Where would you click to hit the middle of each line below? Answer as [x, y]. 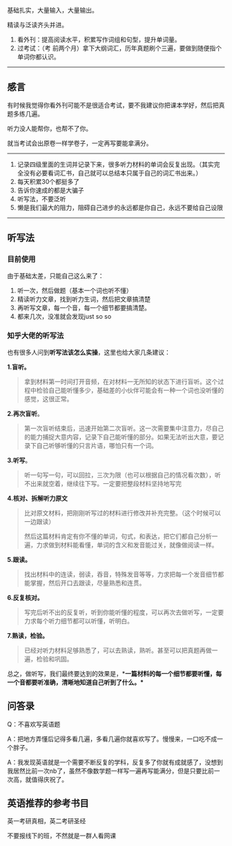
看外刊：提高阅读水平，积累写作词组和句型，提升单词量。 [99, 39]
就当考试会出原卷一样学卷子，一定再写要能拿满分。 [80, 143]
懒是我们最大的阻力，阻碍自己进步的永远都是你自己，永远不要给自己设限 [120, 207]
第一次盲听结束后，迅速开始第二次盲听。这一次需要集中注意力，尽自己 [124, 428]
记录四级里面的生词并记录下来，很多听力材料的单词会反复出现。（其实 [115, 164]
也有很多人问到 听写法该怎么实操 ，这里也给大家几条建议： [89, 352]
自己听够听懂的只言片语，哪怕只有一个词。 [97, 445]
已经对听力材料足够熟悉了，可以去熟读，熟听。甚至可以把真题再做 [118, 650]
